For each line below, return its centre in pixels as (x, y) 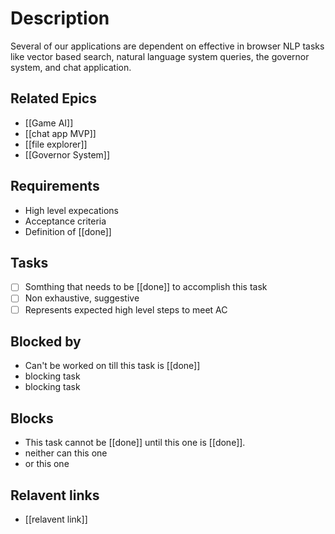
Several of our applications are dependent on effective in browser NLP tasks (167, 46)
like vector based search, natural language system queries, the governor (160, 56)
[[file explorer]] (56, 144)
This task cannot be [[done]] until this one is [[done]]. (135, 443)
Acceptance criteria (65, 221)
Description (60, 18)
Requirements (55, 186)
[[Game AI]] (49, 123)
